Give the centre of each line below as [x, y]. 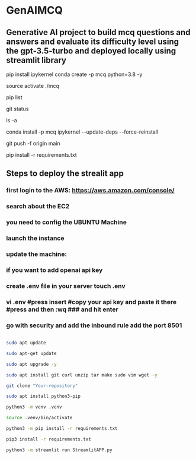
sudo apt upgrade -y [32, 364]
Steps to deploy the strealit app [65, 174]
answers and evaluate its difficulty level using [93, 41]
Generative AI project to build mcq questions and [98, 32]
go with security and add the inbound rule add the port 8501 [94, 325]
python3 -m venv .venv [34, 407]
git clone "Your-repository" [42, 386]
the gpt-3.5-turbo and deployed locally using [91, 51]
